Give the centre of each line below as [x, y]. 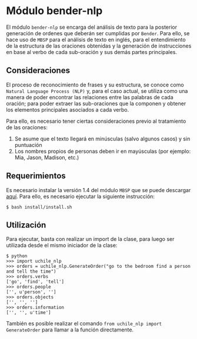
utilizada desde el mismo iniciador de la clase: [62, 246]
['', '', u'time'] [29, 313]
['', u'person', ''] [31, 292]
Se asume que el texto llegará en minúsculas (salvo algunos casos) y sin [102, 139]
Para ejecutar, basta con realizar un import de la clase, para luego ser [90, 239]
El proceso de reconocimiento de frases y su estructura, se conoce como [95, 85]
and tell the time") [31, 271]
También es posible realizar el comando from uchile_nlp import [84, 324]
